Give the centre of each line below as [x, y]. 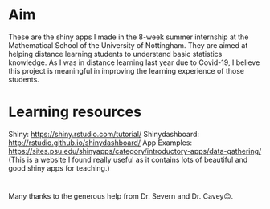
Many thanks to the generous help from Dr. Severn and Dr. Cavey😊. [121, 196]
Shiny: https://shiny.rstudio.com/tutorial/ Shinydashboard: [104, 134]
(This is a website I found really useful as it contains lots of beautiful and [128, 159]
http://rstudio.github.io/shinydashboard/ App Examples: [100, 143]
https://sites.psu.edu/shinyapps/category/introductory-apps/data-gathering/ [135, 151]
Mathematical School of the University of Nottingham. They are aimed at [128, 45]
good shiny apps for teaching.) [59, 168]
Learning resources [75, 112]
